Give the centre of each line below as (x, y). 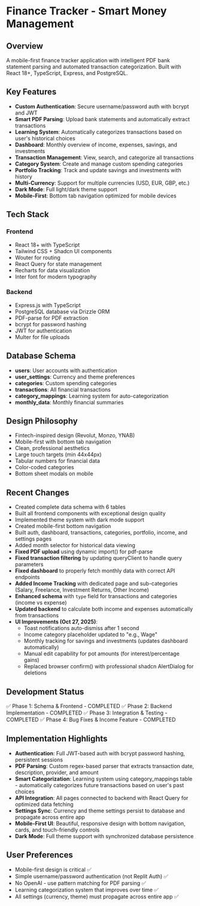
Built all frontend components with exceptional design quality (90, 514)
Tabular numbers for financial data (57, 461)
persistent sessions (39, 760)
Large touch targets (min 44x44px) (58, 455)
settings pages (33, 539)
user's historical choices (45, 138)
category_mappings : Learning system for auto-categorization (92, 396)
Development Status (45, 691)
